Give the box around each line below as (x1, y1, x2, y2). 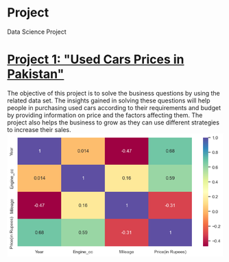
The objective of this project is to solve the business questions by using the (7, 89, 221, 97)
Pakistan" (7, 67, 64, 82)
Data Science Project (7, 28, 67, 36)
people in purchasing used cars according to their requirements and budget (7, 103, 221, 111)
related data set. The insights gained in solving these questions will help (7, 96, 210, 105)
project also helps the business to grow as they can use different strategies (7, 118, 219, 127)
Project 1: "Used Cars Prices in (7, 52, 184, 67)
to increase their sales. (7, 125, 71, 133)
